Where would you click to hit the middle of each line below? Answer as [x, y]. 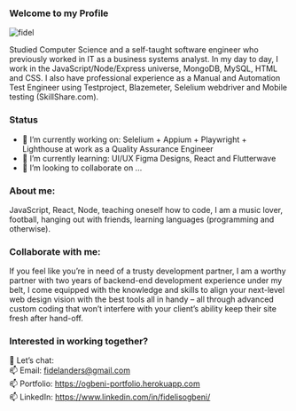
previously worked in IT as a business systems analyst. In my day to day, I [144, 59]
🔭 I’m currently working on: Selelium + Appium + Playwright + [134, 139]
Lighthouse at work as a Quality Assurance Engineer [118, 148]
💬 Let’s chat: [32, 360]
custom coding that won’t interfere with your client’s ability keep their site [143, 309]
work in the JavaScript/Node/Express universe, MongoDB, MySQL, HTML [143, 68]
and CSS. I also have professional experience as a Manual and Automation [145, 78]
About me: [32, 191]
